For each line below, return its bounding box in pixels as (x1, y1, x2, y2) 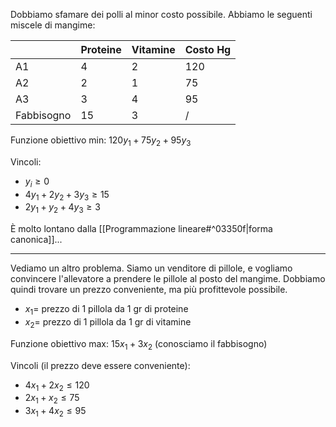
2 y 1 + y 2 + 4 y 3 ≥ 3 (24, 201, 101, 216)
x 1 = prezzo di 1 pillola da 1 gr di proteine (24, 303, 189, 317)
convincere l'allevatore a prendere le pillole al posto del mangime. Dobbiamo (10, 273, 326, 285)
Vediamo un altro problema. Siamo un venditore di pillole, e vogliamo (10, 262, 293, 274)
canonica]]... (10, 234, 63, 246)
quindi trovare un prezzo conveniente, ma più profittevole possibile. (10, 284, 288, 296)
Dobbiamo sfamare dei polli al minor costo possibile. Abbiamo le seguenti (10, 9, 313, 20)
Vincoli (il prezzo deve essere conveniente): (10, 359, 191, 371)
